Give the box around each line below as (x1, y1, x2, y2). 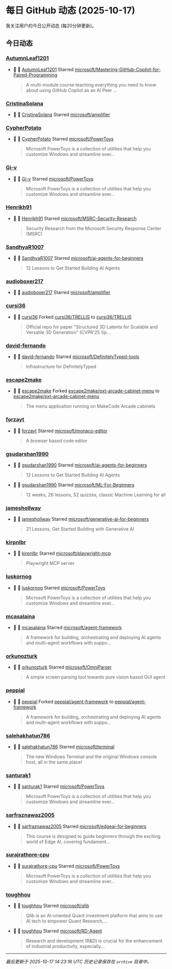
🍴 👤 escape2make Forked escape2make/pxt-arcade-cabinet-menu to (13, 388, 160, 394)
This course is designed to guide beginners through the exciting (26, 833, 161, 839)
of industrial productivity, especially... (26, 943, 105, 950)
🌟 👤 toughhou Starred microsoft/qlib (13, 902, 89, 909)
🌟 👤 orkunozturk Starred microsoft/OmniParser (13, 664, 112, 670)
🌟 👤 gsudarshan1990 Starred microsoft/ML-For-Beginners (13, 481, 135, 488)
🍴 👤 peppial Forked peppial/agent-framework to (13, 698, 114, 704)
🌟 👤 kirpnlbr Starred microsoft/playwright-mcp (13, 550, 111, 557)
